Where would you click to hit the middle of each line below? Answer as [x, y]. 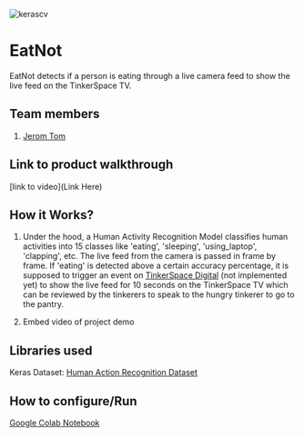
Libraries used [51, 350]
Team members [55, 114]
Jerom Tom [44, 135]
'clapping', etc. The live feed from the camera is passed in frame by [149, 256]
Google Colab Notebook [55, 423]
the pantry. [43, 304]
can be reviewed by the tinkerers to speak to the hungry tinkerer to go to [158, 294]
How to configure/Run [73, 401]
